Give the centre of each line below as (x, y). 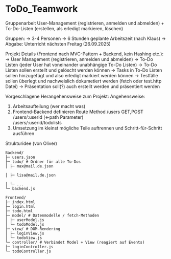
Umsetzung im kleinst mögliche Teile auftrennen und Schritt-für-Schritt (87, 128)
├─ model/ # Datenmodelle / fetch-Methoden (52, 215)
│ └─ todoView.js (24, 238)
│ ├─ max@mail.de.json (29, 166)
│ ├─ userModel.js (25, 220)
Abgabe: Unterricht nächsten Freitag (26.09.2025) (58, 44)
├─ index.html (20, 202)
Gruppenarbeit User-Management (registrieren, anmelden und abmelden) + (85, 23)
